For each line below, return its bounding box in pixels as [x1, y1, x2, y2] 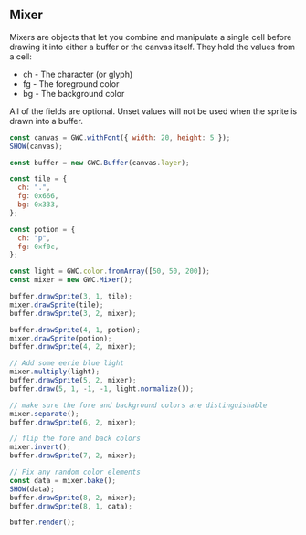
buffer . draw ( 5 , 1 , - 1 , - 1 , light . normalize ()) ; [9, 383, 195, 393]
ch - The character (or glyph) [22, 68, 133, 79]
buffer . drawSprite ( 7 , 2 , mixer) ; [9, 451, 137, 460]
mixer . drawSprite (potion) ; [9, 333, 112, 343]
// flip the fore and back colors [9, 434, 142, 444]
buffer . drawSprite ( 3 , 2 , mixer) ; [9, 309, 137, 318]
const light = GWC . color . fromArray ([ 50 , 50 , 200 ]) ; [9, 267, 210, 277]
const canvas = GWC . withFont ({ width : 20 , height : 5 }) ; [9, 132, 231, 142]
